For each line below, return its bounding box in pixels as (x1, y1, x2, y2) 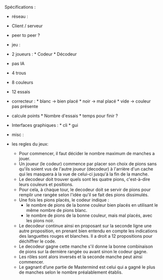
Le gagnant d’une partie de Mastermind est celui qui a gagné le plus (18, 264, 155, 270)
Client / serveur (11, 23, 43, 29)
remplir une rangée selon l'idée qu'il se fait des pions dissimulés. (18, 192, 149, 197)
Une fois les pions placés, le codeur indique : (18, 197, 109, 203)
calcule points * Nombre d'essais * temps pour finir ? (11, 113, 118, 119)
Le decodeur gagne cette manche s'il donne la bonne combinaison (18, 244, 153, 249)
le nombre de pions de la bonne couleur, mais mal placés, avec (26, 212, 153, 218)
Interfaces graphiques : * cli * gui (11, 122, 78, 128)
